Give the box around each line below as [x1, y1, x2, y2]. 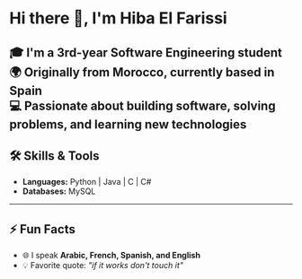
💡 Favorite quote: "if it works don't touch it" [22, 260, 184, 271]
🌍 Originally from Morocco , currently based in [9, 65, 275, 80]
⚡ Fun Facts [9, 222, 76, 237]
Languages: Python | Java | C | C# [22, 177, 152, 187]
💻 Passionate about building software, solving [9, 98, 276, 113]
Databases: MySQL [22, 186, 96, 196]
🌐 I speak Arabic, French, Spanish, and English [22, 250, 200, 261]
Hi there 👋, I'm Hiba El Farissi [9, 8, 227, 29]
